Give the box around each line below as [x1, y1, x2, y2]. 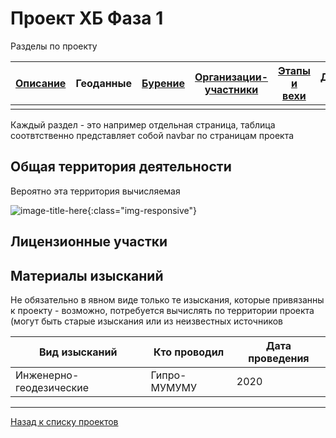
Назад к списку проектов [10, 415, 119, 427]
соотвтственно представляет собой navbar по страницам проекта [10, 129, 295, 141]
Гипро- [150, 368, 187, 382]
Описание [15, 76, 67, 90]
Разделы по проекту [10, 40, 98, 52]
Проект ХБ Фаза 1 [10, 7, 164, 30]
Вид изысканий [38, 345, 118, 359]
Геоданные [75, 76, 132, 90]
